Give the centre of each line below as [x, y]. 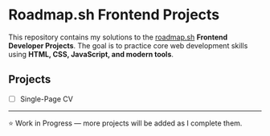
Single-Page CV [47, 99]
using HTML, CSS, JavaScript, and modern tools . [91, 54]
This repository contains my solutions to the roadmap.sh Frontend [118, 37]
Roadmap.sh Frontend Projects [114, 15]
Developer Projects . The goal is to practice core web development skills [128, 45]
